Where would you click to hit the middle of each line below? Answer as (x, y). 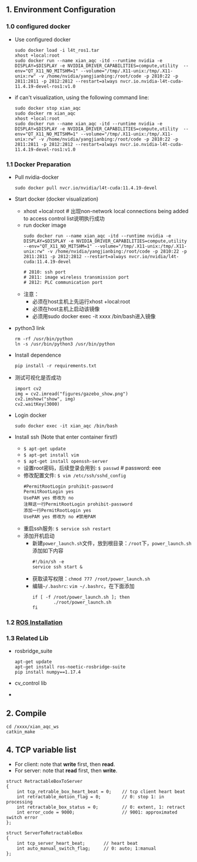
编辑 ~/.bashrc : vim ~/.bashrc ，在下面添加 (83, 586)
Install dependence (38, 355)
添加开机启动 (39, 536)
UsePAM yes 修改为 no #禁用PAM (59, 517)
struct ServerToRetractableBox (44, 833)
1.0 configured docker (38, 27)
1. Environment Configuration (61, 10)
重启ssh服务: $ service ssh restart (67, 528)
